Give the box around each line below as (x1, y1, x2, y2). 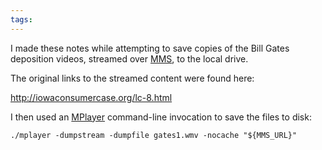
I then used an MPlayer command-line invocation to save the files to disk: (10, 111, 312, 123)
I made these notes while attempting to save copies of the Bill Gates (10, 42, 290, 54)
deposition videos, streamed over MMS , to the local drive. (10, 52, 249, 65)
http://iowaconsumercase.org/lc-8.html (10, 91, 173, 103)
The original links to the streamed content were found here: (10, 72, 255, 84)
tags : (10, 14, 33, 25)
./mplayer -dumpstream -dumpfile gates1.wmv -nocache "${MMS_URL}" (10, 130, 298, 140)
